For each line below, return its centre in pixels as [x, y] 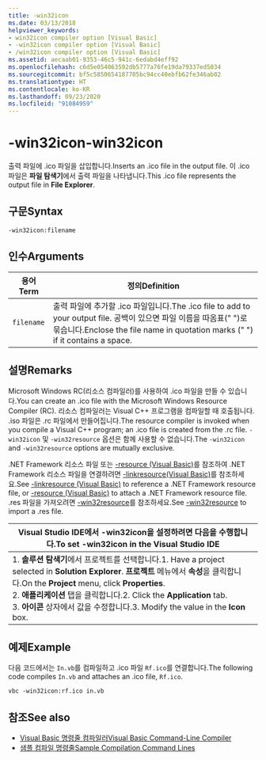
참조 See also [39, 717]
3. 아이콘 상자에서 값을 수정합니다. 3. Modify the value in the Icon [129, 606]
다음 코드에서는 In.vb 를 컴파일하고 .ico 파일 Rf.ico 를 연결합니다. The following [131, 668]
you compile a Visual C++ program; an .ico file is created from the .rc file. [128, 429]
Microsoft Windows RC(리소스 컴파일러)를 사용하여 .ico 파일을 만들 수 [118, 391]
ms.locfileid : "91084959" [51, 104]
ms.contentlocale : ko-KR [49, 89]
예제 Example [40, 647]
